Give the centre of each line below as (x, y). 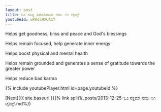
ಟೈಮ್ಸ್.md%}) (18, 104)
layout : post (19, 10)
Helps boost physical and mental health (46, 53)
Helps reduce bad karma (31, 79)
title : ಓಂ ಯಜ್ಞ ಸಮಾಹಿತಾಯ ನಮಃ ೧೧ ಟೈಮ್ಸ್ (42, 15)
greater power (20, 68)
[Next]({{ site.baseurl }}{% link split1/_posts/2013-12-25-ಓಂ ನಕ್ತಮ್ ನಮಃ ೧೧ (80, 98)
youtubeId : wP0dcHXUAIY (30, 19)
